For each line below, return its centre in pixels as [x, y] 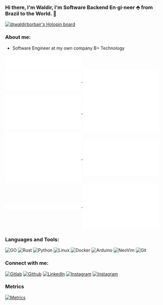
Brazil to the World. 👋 [31, 13]
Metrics [15, 287]
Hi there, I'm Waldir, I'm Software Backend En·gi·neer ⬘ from [79, 7]
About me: [18, 37]
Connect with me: [27, 263]
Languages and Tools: [32, 239]
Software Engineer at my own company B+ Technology [68, 48]
